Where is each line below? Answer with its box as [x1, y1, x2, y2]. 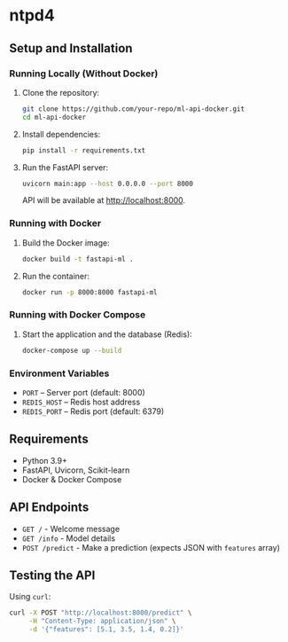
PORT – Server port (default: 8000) [21, 387, 146, 397]
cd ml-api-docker [21, 113, 87, 121]
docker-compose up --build [21, 346, 122, 355]
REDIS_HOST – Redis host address [21, 396, 141, 407]
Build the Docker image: [21, 237, 111, 248]
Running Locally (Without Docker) [9, 67, 159, 80]
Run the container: [21, 270, 90, 281]
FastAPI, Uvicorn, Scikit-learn [21, 465, 130, 475]
